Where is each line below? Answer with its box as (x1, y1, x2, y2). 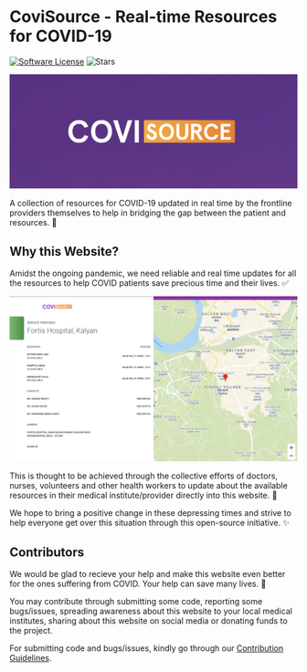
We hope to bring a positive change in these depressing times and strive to (9, 508, 292, 519)
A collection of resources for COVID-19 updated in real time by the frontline (9, 198, 292, 209)
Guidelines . (9, 652, 52, 663)
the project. (9, 625, 53, 635)
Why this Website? (9, 244, 120, 259)
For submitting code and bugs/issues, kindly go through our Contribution (9, 642, 284, 654)
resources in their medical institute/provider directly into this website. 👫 (9, 490, 278, 501)
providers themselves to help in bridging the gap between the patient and (9, 207, 286, 218)
